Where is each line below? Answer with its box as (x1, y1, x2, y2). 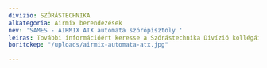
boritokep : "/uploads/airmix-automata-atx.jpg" (8, 41, 169, 49)
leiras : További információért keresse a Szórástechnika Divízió (8, 33, 229, 42)
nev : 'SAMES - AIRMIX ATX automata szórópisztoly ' (8, 26, 183, 34)
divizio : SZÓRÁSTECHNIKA (8, 11, 91, 20)
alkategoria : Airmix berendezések (8, 19, 123, 27)
